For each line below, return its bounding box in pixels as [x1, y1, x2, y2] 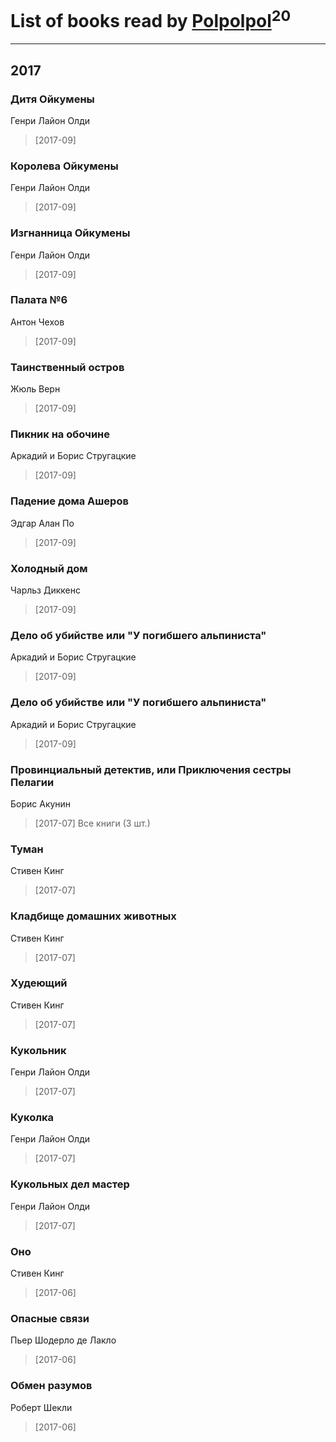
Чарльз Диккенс [10, 584, 81, 596]
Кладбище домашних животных [10, 909, 177, 923]
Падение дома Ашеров [10, 494, 129, 508]
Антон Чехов [10, 316, 65, 328]
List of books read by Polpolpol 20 [10, 6, 292, 33]
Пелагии [10, 775, 55, 789]
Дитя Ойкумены [10, 92, 95, 106]
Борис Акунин [10, 797, 72, 810]
